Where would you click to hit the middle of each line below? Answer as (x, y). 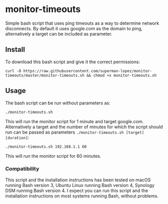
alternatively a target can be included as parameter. (59, 34)
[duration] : (17, 137)
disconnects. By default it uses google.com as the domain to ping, (74, 28)
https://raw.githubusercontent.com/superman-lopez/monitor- (88, 71)
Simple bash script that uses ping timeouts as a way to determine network (82, 23)
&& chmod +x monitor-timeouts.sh (122, 75)
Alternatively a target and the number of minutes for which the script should (84, 127)
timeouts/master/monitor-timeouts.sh (45, 75)
